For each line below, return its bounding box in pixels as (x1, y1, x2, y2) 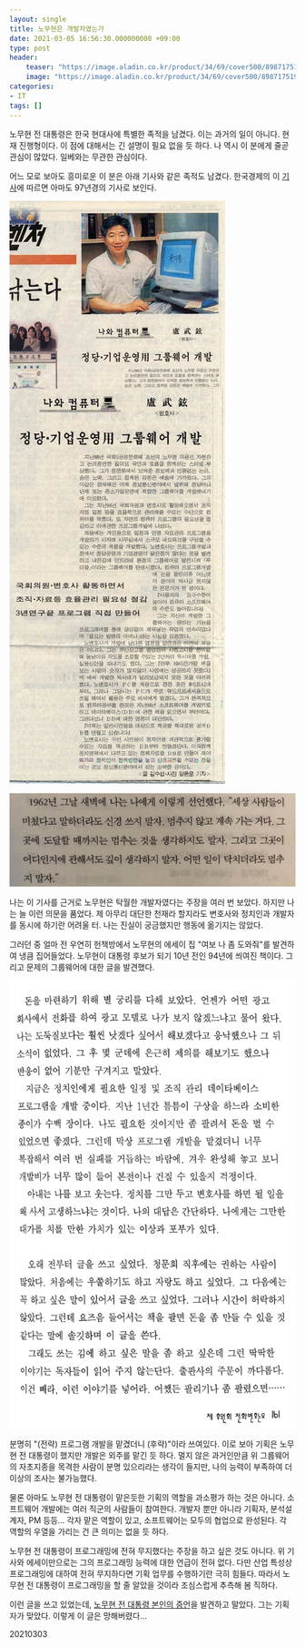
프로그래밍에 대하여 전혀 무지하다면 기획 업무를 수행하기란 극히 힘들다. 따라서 (9, 1569, 281, 1580)
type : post (9, 44, 51, 53)
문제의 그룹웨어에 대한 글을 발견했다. (25, 961, 155, 972)
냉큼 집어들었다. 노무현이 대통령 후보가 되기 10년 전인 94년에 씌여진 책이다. (18, 950, 284, 961)
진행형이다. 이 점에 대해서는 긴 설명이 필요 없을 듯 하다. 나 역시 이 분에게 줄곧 (18, 139, 290, 150)
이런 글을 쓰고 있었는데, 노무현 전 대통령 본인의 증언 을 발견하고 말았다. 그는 (9, 1599, 273, 1611)
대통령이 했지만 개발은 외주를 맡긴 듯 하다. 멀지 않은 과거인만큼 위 (28, 1450, 259, 1461)
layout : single (9, 15, 67, 24)
